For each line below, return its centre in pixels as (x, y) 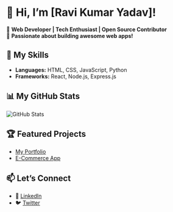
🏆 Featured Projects (46, 134)
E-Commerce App (38, 158)
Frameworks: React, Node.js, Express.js (66, 76)
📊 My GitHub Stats (43, 96)
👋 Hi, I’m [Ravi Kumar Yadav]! (81, 13)
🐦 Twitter (28, 203)
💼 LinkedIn (28, 196)
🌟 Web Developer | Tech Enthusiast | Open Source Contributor (87, 29)
